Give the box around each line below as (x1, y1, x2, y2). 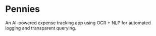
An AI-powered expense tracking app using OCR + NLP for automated (5, 20, 151, 26)
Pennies (5, 3, 40, 15)
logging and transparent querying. (5, 25, 77, 31)
